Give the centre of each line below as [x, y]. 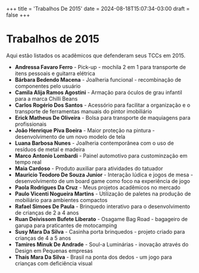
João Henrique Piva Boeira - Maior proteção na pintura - [85, 130]
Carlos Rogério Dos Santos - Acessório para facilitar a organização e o [102, 105]
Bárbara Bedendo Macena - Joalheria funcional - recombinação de [98, 79]
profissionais [30, 124]
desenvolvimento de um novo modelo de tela [70, 136]
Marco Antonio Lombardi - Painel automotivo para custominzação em [101, 156]
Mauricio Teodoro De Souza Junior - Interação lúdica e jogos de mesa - [104, 175]
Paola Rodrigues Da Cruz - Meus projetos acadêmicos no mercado [97, 187]
